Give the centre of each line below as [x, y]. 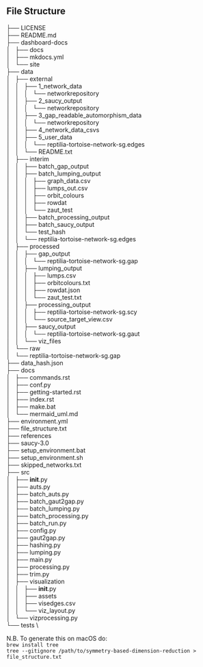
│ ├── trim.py [28, 574]
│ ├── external [29, 79]
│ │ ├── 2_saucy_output [44, 100]
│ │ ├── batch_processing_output [58, 217]
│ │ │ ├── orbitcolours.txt [48, 282]
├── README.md [31, 35]
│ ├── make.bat [31, 407]
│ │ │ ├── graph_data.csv [49, 180]
